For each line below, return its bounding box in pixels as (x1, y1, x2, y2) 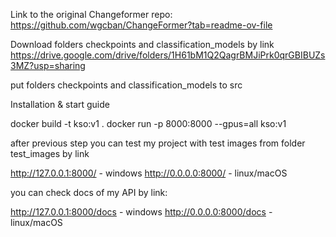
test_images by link (10, 148, 90, 159)
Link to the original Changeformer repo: (10, 9, 173, 20)
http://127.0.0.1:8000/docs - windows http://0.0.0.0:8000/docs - (10, 206, 273, 218)
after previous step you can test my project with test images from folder (10, 137, 306, 149)
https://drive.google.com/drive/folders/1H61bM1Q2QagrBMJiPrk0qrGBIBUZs (10, 49, 326, 61)
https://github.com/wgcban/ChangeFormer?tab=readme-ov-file (10, 19, 273, 31)
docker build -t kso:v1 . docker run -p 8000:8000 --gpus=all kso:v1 (10, 118, 287, 129)
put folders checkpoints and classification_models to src (10, 79, 243, 91)
